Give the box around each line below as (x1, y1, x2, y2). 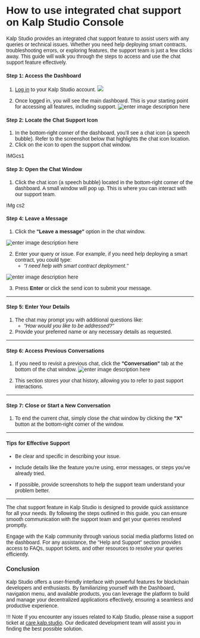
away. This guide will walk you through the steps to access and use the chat (6, 52, 180, 60)
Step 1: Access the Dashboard (6, 72, 82, 79)
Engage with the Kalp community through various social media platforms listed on (6, 532, 194, 540)
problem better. (14, 487, 51, 494)
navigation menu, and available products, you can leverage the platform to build (6, 590, 189, 597)
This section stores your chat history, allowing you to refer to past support (14, 377, 183, 384)
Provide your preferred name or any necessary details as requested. (14, 328, 173, 335)
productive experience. (6, 602, 59, 609)
